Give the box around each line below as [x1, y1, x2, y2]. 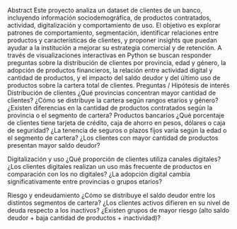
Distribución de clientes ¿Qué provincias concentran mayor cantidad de [7, 88, 216, 97]
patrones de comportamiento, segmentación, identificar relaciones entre [7, 28, 219, 37]
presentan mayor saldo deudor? [7, 141, 100, 149]
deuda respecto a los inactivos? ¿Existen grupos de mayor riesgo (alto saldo [7, 206, 230, 214]
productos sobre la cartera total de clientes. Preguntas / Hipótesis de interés [7, 81, 230, 89]
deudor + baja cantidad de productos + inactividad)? [7, 213, 161, 222]
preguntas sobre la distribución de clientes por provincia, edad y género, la [7, 59, 226, 66]
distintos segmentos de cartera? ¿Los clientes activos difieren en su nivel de [7, 199, 230, 207]
